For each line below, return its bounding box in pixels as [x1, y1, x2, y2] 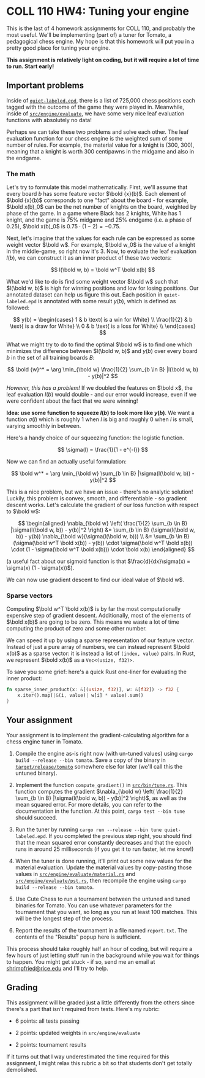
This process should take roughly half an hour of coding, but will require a [6, 945, 193, 952]
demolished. [6, 1066, 38, 1073]
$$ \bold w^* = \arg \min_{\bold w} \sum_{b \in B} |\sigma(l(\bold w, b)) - [11, 470, 195, 477]
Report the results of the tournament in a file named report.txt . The [15, 926, 188, 934]
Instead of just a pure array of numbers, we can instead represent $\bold [6, 643, 190, 651]
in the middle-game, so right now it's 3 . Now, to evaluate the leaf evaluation [6, 247, 197, 255]
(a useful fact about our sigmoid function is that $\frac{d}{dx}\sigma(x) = [6, 557, 191, 565]
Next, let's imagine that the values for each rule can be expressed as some [6, 235, 195, 242]
